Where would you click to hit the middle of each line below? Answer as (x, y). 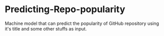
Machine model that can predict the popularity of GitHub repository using (82, 23)
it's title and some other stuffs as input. (46, 28)
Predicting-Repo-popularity (65, 9)
